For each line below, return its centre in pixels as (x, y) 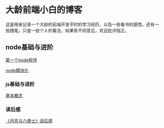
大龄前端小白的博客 (44, 10)
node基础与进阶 (29, 47)
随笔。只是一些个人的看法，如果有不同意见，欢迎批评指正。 (69, 30)
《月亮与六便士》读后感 (29, 121)
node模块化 (17, 70)
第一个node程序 (21, 60)
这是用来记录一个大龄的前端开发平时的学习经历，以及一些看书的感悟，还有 (80, 24)
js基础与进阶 (20, 84)
